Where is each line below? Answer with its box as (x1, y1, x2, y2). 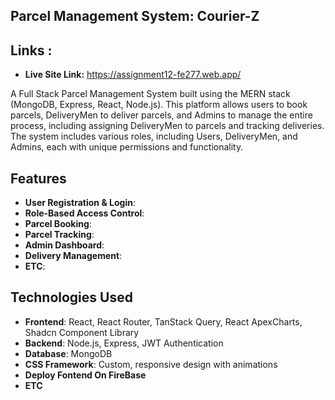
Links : (10, 42, 53, 59)
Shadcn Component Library (24, 326, 140, 338)
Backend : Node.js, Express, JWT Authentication (24, 337, 224, 349)
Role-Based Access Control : (24, 207, 145, 219)
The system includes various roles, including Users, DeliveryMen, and (10, 130, 298, 143)
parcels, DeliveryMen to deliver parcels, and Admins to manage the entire (10, 109, 313, 121)
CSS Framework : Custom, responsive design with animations (24, 358, 278, 370)
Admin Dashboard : (24, 239, 105, 251)
